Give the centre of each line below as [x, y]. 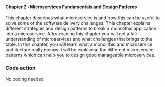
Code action [20, 68]
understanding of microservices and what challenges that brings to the [79, 39]
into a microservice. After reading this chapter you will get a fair [71, 34]
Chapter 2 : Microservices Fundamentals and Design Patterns [71, 7]
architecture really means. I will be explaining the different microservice [79, 50]
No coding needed [24, 79]
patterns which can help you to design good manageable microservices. [80, 55]
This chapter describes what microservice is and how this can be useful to [83, 18]
